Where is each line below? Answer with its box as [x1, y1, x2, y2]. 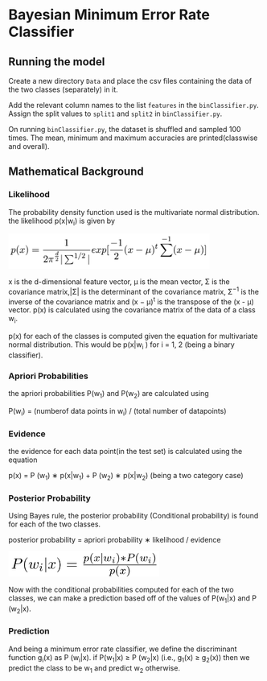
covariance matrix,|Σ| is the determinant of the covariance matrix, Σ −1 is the [8, 286, 260, 296]
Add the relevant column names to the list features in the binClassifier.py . [8, 101, 259, 109]
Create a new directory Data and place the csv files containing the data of [8, 76, 252, 85]
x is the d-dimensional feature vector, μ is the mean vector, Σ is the [8, 277, 231, 287]
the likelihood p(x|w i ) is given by [8, 216, 115, 227]
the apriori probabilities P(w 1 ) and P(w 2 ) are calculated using [8, 389, 209, 400]
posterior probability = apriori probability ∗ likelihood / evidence [8, 535, 221, 545]
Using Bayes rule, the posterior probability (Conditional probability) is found [8, 511, 259, 521]
